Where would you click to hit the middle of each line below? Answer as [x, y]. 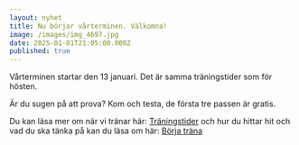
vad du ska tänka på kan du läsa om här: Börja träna [106, 131]
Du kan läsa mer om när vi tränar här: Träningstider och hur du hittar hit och [150, 122]
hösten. [23, 86]
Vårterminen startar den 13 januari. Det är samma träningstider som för [141, 77]
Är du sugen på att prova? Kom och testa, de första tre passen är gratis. [143, 104]
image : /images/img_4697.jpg [64, 34]
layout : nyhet [36, 18]
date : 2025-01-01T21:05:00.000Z [70, 43]
